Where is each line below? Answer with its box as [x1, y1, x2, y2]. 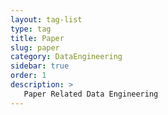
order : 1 [10, 71, 47, 81]
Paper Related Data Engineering [23, 89, 159, 99]
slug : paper [10, 42, 60, 53]
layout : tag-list [10, 14, 83, 25]
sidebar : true [10, 61, 70, 71]
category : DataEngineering [10, 52, 123, 62]
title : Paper [10, 33, 65, 43]
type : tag [10, 24, 52, 34]
